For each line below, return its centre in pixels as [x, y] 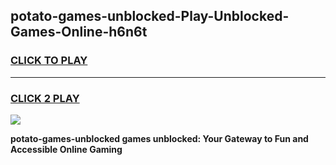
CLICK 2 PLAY [45, 98]
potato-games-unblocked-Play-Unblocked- [150, 16]
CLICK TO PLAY [49, 61]
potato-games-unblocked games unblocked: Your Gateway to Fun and [159, 138]
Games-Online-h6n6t [79, 32]
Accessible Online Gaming [66, 149]
